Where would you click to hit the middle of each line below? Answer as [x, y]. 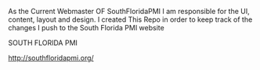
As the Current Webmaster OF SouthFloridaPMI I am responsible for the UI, [129, 11]
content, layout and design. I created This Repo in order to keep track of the [130, 19]
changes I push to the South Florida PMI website [86, 28]
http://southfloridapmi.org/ [51, 58]
